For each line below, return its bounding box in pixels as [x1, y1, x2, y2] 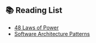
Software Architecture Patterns [14, 30, 90, 37]
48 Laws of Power [14, 24, 59, 31]
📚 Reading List [5, 5, 63, 15]
